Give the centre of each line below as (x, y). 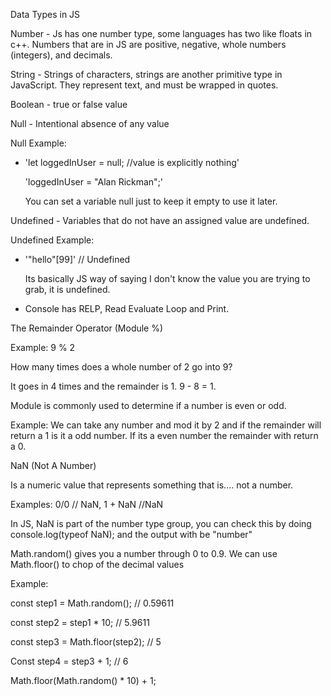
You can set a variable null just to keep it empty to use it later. (151, 201)
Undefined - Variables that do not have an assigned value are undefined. (160, 220)
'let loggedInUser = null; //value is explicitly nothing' (132, 162)
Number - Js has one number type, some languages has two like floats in (161, 33)
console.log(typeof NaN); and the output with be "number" (131, 534)
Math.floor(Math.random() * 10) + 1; (83, 680)
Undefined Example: (52, 240)
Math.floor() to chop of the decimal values (97, 564)
